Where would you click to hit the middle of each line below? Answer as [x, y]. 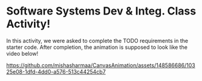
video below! [22, 53]
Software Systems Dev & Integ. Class [101, 11]
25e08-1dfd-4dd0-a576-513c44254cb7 [56, 71]
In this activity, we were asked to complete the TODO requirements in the [97, 40]
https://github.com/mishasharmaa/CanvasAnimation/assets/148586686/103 [101, 65]
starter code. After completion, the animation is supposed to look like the [97, 47]
